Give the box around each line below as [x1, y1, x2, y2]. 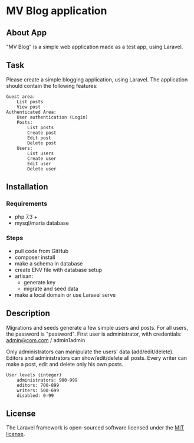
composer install [14, 254, 55, 261]
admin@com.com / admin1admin [6, 336, 86, 343]
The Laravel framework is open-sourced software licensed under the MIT [6, 424, 185, 431]
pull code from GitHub [14, 247, 69, 254]
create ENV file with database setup [14, 266, 102, 273]
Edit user [27, 160, 51, 166]
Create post [27, 130, 57, 136]
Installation [6, 182, 48, 192]
